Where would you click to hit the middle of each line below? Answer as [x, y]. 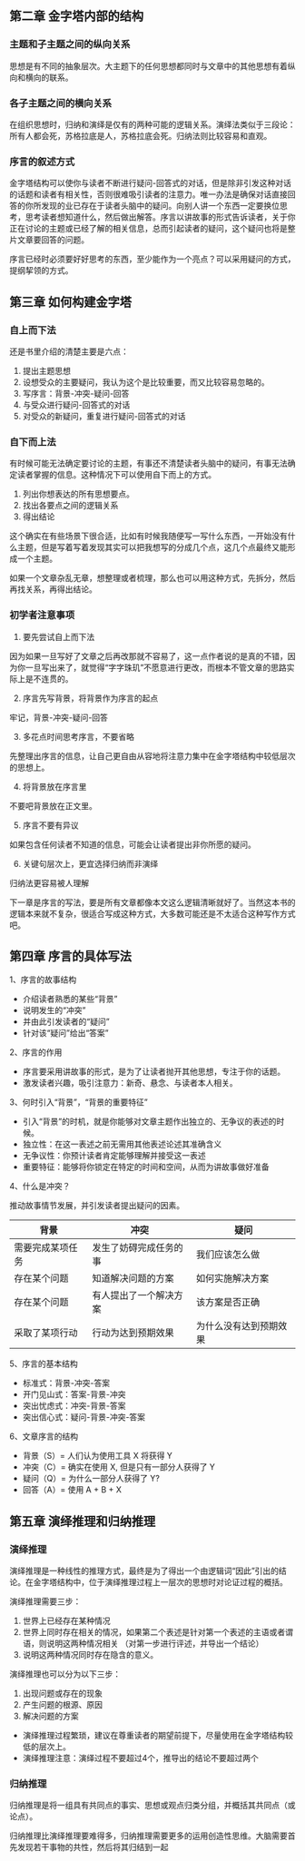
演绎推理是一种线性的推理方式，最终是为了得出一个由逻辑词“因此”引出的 [144, 1571]
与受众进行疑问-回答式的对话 [76, 404]
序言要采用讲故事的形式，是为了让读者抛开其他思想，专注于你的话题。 [154, 1072]
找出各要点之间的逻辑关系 [70, 506]
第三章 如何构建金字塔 [70, 302]
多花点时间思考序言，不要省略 [78, 736]
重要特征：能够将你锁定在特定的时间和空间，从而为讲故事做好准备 [146, 1167]
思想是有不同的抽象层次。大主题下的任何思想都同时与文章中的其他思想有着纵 [152, 65]
